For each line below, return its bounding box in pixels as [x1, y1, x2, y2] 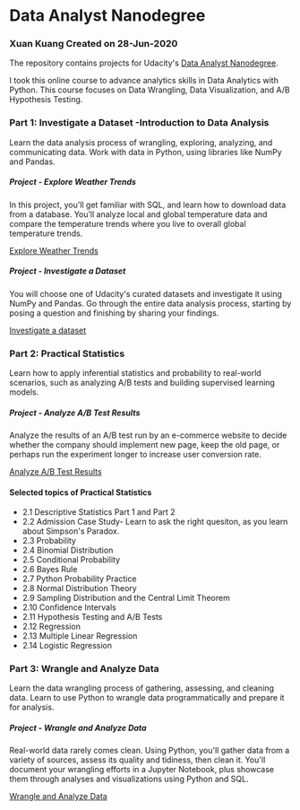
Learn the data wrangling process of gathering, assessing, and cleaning [9, 683, 275, 693]
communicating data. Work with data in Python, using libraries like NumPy [9, 146, 282, 157]
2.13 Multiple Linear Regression [21, 631, 138, 641]
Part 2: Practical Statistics [9, 347, 125, 360]
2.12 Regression [21, 621, 81, 632]
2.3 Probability [21, 536, 76, 546]
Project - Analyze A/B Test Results [9, 407, 141, 418]
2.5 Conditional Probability [21, 554, 121, 565]
